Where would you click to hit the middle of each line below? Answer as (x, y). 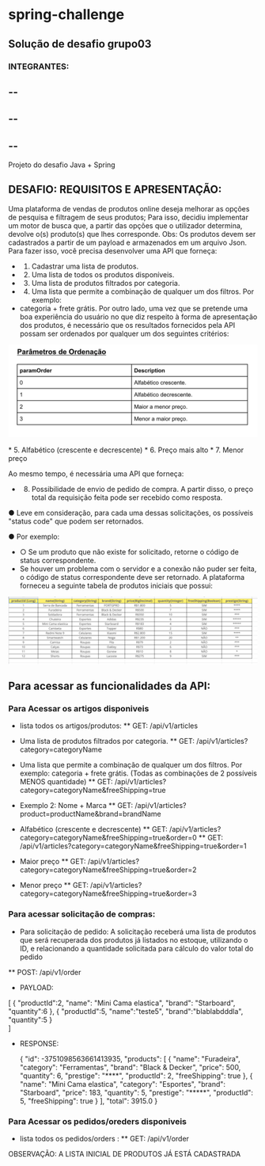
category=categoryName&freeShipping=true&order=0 (108, 838)
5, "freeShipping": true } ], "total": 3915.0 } (89, 1101)
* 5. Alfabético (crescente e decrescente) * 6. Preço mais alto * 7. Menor (126, 450)
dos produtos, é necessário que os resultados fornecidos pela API (127, 325)
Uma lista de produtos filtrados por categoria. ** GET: (107, 741)
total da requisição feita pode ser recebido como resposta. (127, 497)
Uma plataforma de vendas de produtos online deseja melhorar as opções (129, 208)
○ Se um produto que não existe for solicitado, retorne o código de (129, 551)
